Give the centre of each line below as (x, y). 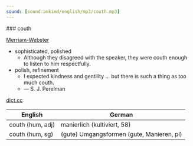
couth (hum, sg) (31, 134)
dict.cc (14, 100)
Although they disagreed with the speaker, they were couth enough (105, 57)
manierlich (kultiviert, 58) (96, 124)
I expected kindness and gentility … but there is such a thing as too (105, 76)
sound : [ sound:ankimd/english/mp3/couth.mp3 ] (63, 11)
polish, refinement (37, 70)
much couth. (39, 82)
